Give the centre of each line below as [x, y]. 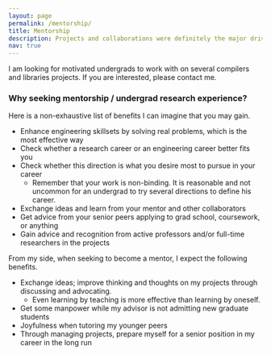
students [35, 317]
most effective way [52, 140]
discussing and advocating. [66, 291]
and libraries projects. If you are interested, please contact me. [113, 77]
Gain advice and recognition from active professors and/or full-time [132, 234]
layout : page [30, 16]
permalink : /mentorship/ [50, 23]
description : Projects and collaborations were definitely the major [128, 38]
